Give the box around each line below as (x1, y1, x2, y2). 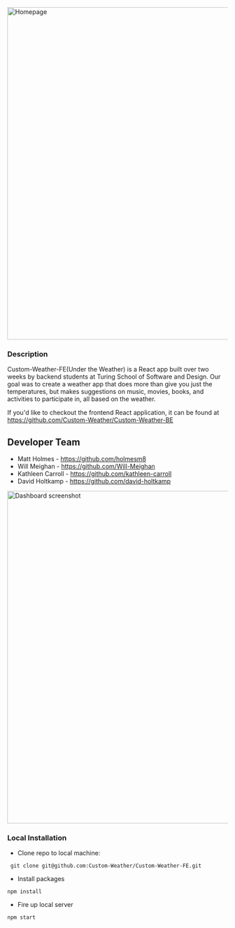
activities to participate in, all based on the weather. (7, 395, 156, 403)
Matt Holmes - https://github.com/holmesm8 (17, 455, 147, 463)
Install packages (17, 875, 65, 883)
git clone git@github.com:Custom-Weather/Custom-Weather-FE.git (10, 862, 201, 870)
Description (7, 349, 48, 359)
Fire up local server (17, 901, 73, 909)
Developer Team (7, 436, 80, 448)
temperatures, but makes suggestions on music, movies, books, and (7, 388, 204, 396)
